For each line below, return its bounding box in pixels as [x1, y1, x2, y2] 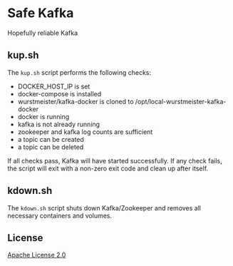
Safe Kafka [7, 5, 74, 21]
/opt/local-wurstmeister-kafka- [135, 97, 227, 106]
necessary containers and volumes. [7, 211, 113, 220]
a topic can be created [17, 135, 84, 143]
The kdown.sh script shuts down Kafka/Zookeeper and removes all [7, 203, 202, 212]
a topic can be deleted [17, 143, 84, 151]
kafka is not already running [17, 120, 100, 128]
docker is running [17, 112, 70, 121]
